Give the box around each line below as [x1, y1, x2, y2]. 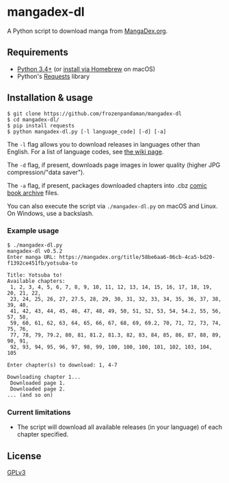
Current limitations [7, 407, 71, 417]
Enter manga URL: [7, 253, 57, 260]
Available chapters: [7, 277, 66, 284]
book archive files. [7, 188, 59, 197]
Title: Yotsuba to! [7, 271, 63, 278]
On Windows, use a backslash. [7, 209, 94, 217]
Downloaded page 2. [10, 385, 66, 393]
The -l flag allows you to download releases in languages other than [7, 140, 200, 148]
